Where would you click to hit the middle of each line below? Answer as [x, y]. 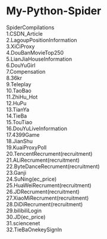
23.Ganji [16, 172]
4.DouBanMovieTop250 [35, 52]
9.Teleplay [19, 84]
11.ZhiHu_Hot [22, 97]
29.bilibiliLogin [24, 210]
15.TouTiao [19, 122]
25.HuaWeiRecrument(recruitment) [49, 185]
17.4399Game [23, 134]
